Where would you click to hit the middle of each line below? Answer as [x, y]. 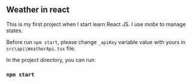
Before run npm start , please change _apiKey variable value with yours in [96, 42]
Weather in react [38, 10]
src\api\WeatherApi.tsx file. [41, 48]
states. [14, 30]
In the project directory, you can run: [51, 60]
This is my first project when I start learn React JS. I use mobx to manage [96, 24]
